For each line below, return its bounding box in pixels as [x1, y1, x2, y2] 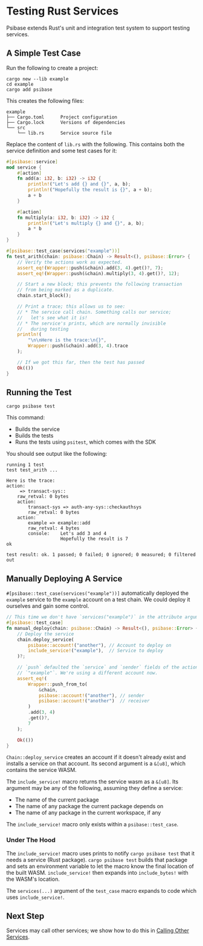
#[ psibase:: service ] [6, 158, 59, 164]
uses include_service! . [6, 893, 65, 901]
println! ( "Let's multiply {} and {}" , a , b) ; [28, 220, 145, 226]
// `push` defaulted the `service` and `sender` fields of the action [17, 664, 199, 670]
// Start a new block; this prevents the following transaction [17, 281, 182, 288]
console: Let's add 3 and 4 [28, 531, 107, 537]
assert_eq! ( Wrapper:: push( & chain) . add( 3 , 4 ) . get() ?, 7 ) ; [17, 265, 164, 271]
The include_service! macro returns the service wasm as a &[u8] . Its [6, 778, 179, 785]
